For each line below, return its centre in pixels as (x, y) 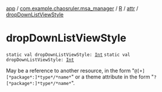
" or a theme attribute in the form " (112, 77)
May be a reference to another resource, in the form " (71, 70)
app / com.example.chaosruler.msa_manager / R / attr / (72, 8)
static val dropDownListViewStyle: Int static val (68, 55)
